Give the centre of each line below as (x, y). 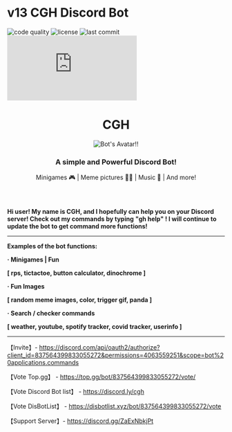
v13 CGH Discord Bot (68, 13)
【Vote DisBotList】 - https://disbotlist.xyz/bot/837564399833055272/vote (114, 406)
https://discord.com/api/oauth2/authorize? (99, 348)
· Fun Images (26, 287)
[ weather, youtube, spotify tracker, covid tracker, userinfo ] (95, 327)
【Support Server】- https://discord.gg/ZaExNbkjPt (80, 421)
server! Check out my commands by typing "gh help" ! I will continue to (112, 219)
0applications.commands (43, 363)
